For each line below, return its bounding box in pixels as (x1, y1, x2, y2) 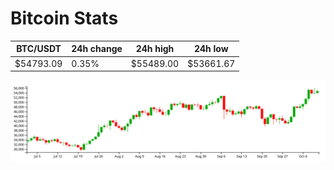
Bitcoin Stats (10, 7, 119, 30)
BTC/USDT (16, 43, 62, 55)
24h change (71, 43, 123, 55)
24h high (135, 43, 175, 55)
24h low (193, 43, 229, 55)
